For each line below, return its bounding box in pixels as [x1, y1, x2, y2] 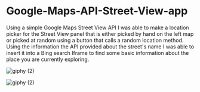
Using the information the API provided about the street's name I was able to [6, 43, 195, 50]
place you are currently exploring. [6, 56, 90, 63]
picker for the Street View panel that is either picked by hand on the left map [6, 30, 194, 37]
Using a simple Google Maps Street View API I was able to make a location [6, 24, 189, 31]
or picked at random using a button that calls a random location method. [6, 36, 184, 44]
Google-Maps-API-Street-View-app [6, 4, 188, 18]
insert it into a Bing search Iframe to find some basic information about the [6, 49, 189, 56]
